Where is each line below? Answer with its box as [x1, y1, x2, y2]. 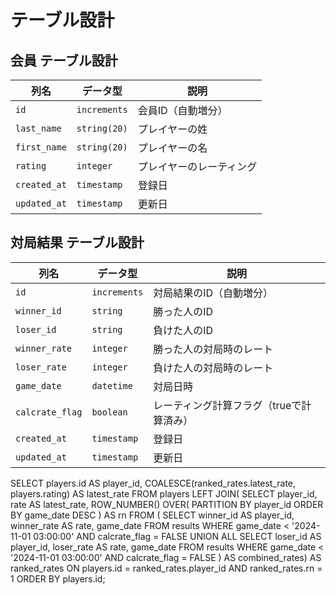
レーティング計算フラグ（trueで [153, 398, 302, 412]
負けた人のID [153, 323, 214, 337]
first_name [15, 142, 67, 153]
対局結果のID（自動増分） [153, 286, 274, 300]
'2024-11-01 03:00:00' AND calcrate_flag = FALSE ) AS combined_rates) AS [10, 551, 322, 563]
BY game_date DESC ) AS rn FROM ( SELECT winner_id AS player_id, [10, 509, 295, 521]
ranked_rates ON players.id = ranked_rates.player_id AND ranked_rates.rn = [10, 562, 323, 574]
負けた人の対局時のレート [153, 361, 274, 375]
